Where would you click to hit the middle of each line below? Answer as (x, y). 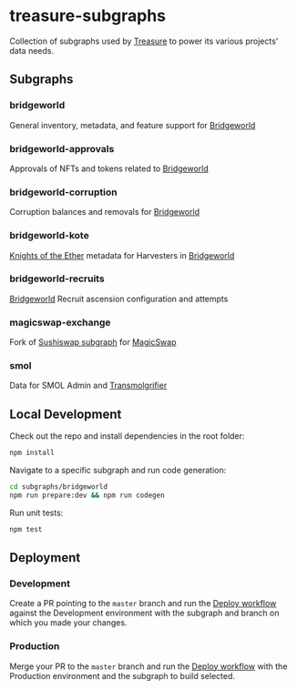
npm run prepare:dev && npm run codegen (87, 495)
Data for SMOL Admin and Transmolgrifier (88, 386)
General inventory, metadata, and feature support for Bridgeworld (133, 125)
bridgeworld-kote (49, 236)
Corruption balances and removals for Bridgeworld (105, 212)
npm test (26, 529)
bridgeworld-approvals (62, 148)
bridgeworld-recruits (57, 279)
